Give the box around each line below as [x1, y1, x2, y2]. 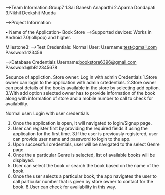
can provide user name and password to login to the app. [12, 136, 131, 142]
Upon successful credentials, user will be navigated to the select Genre [12, 141, 160, 147]
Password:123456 [5, 50, 43, 55]
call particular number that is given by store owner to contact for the [12, 179, 154, 184]
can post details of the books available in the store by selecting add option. [5, 85, 160, 91]
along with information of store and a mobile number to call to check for [5, 95, 154, 101]
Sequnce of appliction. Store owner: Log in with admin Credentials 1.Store [5, 74, 157, 80]
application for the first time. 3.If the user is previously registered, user [12, 131, 158, 137]
